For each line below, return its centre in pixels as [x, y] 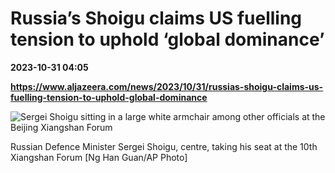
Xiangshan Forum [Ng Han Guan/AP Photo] [99, 157]
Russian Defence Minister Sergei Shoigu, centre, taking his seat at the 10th [164, 146]
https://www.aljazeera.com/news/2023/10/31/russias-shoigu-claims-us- [167, 86]
